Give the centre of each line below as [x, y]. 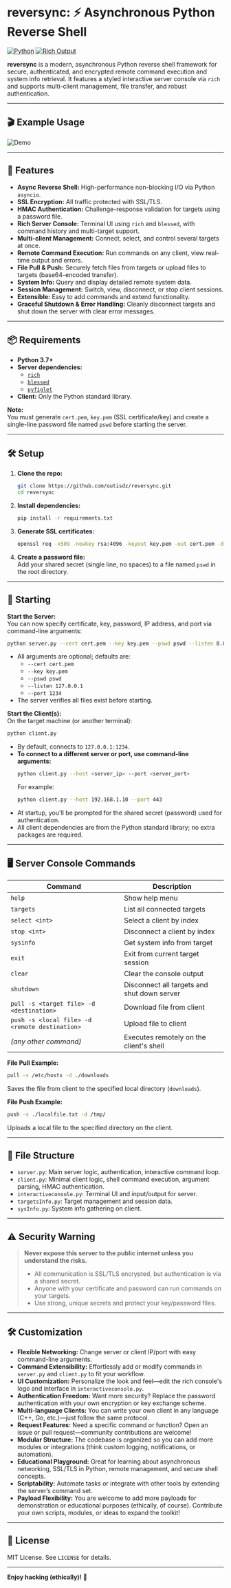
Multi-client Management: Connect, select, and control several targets [118, 238]
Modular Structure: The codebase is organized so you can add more [115, 1440]
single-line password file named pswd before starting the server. [97, 424]
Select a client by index [161, 920]
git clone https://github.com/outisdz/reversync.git [94, 486]
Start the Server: [32, 616]
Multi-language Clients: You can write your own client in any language [118, 1410]
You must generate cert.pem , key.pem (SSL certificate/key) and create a [108, 417]
